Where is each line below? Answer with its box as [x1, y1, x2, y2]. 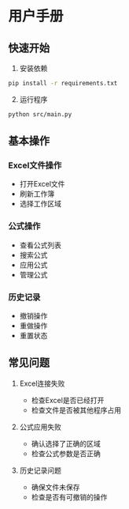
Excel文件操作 [8, 160, 62, 171]
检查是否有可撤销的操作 [31, 492, 108, 502]
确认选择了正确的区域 [31, 439, 101, 448]
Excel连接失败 [19, 379, 65, 388]
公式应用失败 [19, 422, 61, 432]
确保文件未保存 [31, 482, 80, 492]
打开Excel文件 [19, 179, 65, 189]
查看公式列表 [19, 240, 61, 250]
